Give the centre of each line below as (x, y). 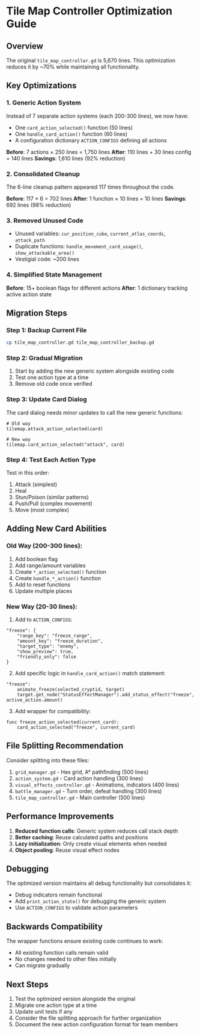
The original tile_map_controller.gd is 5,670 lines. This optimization (91, 60)
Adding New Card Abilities (56, 529)
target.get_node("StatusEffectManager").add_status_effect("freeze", (106, 695)
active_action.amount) (35, 700)
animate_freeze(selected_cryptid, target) (71, 690)
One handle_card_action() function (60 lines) (71, 134)
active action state (29, 294)
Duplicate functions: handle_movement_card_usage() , (79, 246)
